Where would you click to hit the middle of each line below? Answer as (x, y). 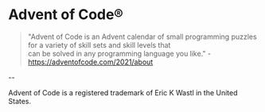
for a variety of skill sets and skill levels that (99, 44)
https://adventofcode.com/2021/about (90, 62)
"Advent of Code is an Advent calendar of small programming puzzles (142, 37)
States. (20, 101)
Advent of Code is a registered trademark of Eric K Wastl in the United (123, 92)
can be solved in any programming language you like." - (119, 53)
